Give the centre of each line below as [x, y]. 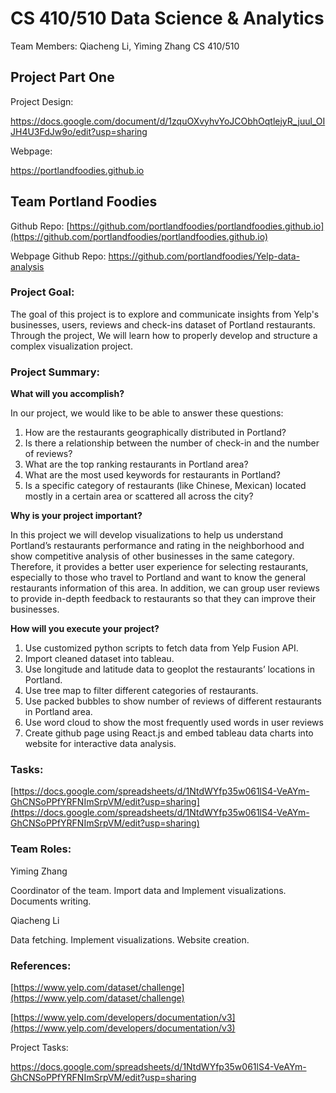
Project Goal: [42, 292]
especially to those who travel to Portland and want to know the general [158, 578]
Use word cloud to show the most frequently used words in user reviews [174, 723]
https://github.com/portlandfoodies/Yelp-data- [204, 256]
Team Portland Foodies [84, 202]
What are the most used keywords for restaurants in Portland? [152, 475]
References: [41, 965]
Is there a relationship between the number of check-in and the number [172, 443]
